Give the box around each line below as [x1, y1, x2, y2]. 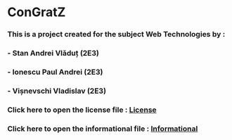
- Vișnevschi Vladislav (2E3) [7, 86, 107, 96]
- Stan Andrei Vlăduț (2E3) [7, 49, 100, 58]
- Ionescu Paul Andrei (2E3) [7, 67, 103, 77]
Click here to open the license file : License [7, 105, 157, 115]
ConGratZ [7, 4, 66, 20]
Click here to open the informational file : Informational [7, 124, 198, 134]
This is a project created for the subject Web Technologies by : [7, 30, 226, 39]
